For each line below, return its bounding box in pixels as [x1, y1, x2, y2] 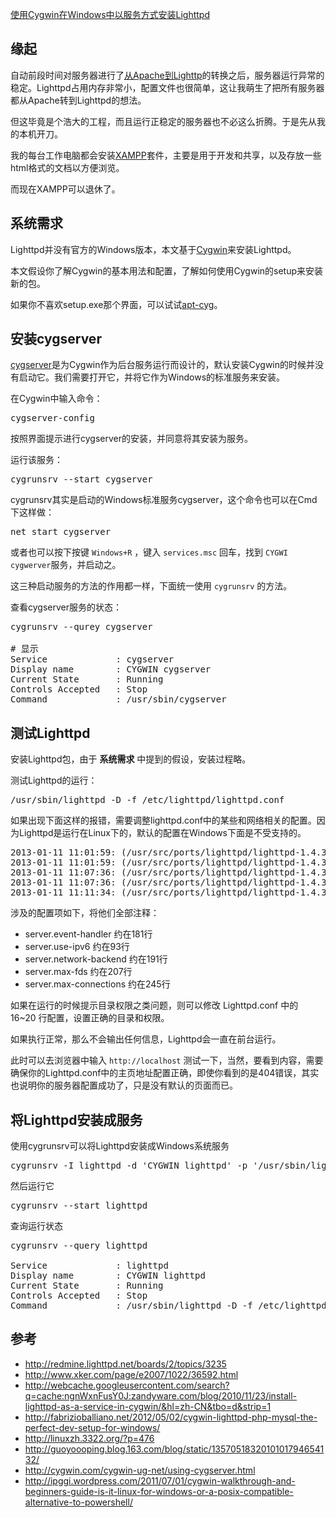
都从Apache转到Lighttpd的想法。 [10, 94, 147, 106]
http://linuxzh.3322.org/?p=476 [24, 1432, 155, 1444]
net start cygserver [10, 526, 112, 538]
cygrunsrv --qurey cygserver [10, 621, 153, 633]
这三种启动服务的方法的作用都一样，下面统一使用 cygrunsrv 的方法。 [10, 580, 293, 592]
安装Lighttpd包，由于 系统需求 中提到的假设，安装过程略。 [10, 753, 252, 765]
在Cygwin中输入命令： [10, 393, 103, 405]
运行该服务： [10, 454, 63, 466]
